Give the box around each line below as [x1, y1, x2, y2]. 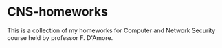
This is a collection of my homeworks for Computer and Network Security [7, 26, 216, 34]
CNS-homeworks [7, 4, 109, 20]
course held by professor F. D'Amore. [7, 33, 113, 41]
